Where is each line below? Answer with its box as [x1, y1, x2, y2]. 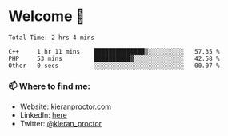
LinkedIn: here [19, 110, 68, 120]
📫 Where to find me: [8, 80, 90, 91]
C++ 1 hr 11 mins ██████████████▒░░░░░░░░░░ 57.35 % [8, 47, 220, 55]
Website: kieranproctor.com [19, 102, 112, 111]
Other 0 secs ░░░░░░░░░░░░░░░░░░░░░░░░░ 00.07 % [8, 62, 220, 70]
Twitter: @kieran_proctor [19, 119, 102, 129]
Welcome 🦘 [8, 7, 86, 26]
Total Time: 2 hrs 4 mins [8, 34, 94, 42]
